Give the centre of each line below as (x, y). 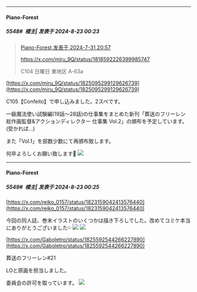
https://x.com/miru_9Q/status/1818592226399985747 (85, 59)
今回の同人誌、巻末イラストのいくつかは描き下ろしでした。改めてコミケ (93, 220)
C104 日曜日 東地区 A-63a (52, 71)
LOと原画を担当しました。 (38, 270)
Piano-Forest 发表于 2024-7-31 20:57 (66, 47)
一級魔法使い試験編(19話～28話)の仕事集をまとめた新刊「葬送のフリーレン (96, 114)
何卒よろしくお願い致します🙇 (41, 153)
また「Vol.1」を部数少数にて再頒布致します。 (60, 141)
